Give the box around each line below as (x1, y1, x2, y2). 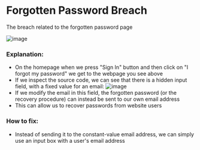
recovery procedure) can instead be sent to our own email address (14, 95, 180, 103)
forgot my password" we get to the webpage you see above (14, 70, 163, 77)
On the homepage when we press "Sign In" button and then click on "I (14, 64, 189, 71)
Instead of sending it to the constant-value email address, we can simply (14, 130, 195, 138)
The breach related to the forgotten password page (6, 23, 133, 31)
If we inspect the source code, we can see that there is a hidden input (14, 76, 187, 84)
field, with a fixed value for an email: (14, 83, 105, 90)
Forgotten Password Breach (6, 4, 148, 17)
